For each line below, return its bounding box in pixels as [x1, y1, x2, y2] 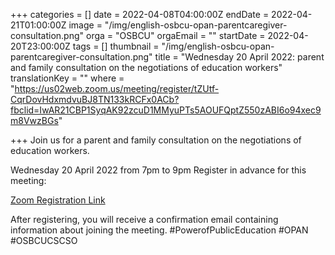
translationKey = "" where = [10, 72, 125, 84]
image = [68, 19, 103, 31]
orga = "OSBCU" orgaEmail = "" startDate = [85, 30, 266, 41]
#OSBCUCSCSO [10, 235, 78, 246]
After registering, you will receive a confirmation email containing [10, 214, 279, 225]
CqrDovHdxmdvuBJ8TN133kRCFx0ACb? [10, 94, 180, 105]
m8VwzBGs [10, 115, 59, 126]
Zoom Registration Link [10, 194, 106, 206]
